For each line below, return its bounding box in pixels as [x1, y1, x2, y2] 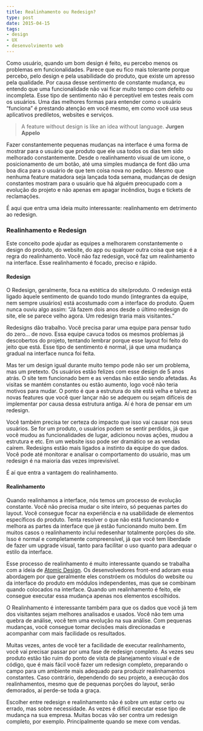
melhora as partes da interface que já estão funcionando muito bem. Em [6, 522, 187, 529]
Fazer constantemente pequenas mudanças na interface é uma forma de [6, 141, 188, 148]
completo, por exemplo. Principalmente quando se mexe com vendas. [6, 718, 181, 725]
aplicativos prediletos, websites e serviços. [6, 110, 114, 118]
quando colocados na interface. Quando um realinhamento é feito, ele [6, 585, 181, 593]
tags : [6, 25, 20, 32]
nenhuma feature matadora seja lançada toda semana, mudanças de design [6, 173, 196, 180]
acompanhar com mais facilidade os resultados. [6, 630, 126, 637]
